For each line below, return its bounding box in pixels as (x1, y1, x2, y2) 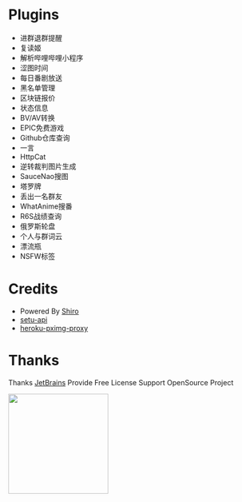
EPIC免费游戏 (19, 122, 65, 133)
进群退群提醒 (19, 33, 62, 42)
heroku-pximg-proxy (19, 323, 89, 333)
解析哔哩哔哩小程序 (19, 53, 84, 62)
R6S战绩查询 (19, 211, 62, 221)
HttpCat (19, 152, 46, 161)
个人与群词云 (19, 231, 62, 241)
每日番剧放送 (19, 73, 62, 82)
